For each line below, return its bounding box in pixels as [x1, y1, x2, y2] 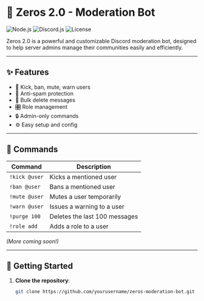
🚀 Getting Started [6, 261, 73, 271]
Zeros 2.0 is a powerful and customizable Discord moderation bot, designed [6, 37, 197, 44]
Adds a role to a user [49, 222, 109, 230]
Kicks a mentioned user [49, 173, 117, 181]
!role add [9, 223, 38, 230]
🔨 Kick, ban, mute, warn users [15, 83, 91, 91]
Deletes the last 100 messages [49, 212, 138, 221]
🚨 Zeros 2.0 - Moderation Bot [6, 5, 155, 19]
